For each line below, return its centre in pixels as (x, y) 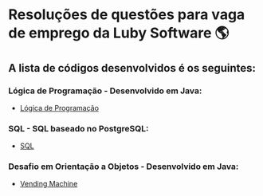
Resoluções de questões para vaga (127, 15)
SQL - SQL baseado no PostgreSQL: (79, 128)
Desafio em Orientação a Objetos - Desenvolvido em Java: (124, 167)
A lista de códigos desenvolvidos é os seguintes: (132, 68)
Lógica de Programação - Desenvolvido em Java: (105, 91)
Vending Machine (49, 184)
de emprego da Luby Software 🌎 (119, 33)
